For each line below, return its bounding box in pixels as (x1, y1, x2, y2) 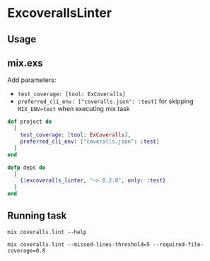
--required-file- (153, 240, 204, 248)
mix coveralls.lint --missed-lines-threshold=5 (7, 240, 151, 248)
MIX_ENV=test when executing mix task (17, 105, 130, 113)
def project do (7, 118, 52, 125)
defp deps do (7, 164, 46, 171)
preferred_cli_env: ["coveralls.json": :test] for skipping (17, 97, 194, 105)
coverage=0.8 (7, 247, 46, 254)
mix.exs (7, 57, 44, 69)
